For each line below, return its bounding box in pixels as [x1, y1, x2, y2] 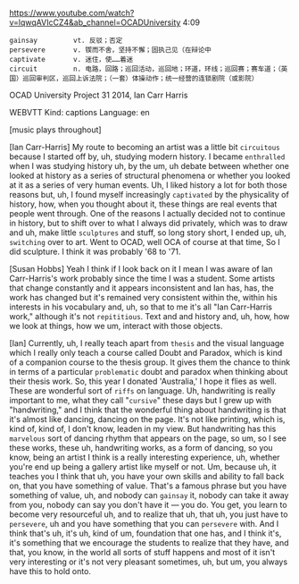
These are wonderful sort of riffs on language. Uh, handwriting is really [9, 385, 276, 396]
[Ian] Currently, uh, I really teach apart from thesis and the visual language [9, 338, 285, 348]
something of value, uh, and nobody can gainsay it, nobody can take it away [9, 490, 289, 500]
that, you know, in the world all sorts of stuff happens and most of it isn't [9, 547, 276, 557]
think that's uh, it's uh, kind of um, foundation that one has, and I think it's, [9, 528, 282, 538]
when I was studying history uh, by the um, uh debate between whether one [9, 161, 290, 171]
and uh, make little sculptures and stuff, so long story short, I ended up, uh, [9, 227, 287, 238]
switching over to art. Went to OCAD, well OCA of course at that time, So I [9, 237, 281, 247]
